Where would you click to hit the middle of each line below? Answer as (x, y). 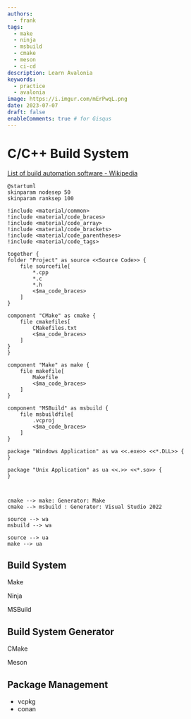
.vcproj (44, 420)
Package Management (58, 684)
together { (23, 254)
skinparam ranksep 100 (41, 198)
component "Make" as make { (49, 365)
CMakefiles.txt (55, 328)
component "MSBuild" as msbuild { (58, 408)
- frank (25, 20)
